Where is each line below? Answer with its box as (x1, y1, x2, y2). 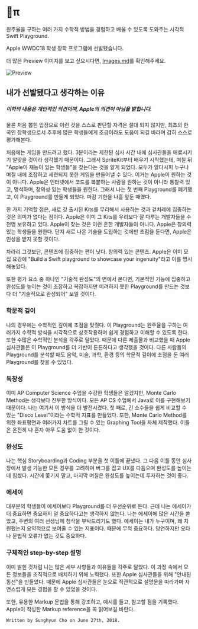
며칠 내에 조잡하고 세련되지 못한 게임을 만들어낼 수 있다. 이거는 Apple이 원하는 (6, 171, 186, 178)
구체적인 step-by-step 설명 (6, 548, 82, 557)
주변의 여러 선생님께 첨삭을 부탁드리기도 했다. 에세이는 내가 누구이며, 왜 (18, 518, 183, 525)
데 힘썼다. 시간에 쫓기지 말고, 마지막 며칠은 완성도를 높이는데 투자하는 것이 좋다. (6, 472, 189, 479)
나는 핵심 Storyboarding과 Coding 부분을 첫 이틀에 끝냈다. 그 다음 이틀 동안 (6, 457, 181, 464)
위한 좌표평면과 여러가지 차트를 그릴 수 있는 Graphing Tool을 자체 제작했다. (6, 419, 179, 426)
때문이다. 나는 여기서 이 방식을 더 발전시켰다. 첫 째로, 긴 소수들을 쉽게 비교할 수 (6, 404, 187, 411)
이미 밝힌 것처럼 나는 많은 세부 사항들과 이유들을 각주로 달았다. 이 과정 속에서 (6, 563, 183, 570)
